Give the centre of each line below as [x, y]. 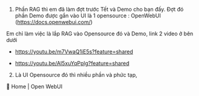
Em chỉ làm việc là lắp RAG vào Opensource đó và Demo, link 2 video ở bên [100, 34]
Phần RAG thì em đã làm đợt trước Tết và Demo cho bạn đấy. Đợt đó [99, 9]
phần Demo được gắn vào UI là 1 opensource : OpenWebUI [88, 16]
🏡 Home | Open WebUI [34, 86]
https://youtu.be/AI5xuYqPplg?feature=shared [72, 63]
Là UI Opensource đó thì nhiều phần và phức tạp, [76, 75]
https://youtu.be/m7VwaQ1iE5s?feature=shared [74, 52]
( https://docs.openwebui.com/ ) [54, 22]
